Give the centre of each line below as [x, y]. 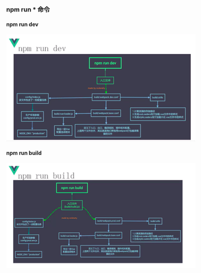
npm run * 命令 [28, 9]
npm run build [24, 153]
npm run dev [22, 24]
